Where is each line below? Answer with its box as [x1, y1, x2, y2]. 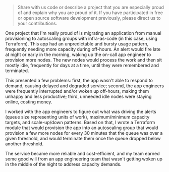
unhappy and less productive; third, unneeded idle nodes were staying [5, 93, 152, 99]
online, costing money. [5, 99, 52, 105]
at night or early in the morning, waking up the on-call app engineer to [5, 51, 151, 58]
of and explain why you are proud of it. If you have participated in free [17, 10, 163, 16]
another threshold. [5, 141, 44, 147]
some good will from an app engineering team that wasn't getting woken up [5, 156, 163, 162]
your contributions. [17, 20, 58, 26]
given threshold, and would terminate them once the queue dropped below [5, 136, 161, 141]
